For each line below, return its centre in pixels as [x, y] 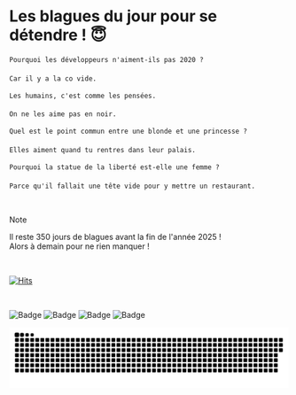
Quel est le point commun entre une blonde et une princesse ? [129, 132]
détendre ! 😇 [58, 35]
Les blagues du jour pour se [113, 16]
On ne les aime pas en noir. [63, 114]
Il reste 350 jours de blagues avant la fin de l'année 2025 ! [115, 237]
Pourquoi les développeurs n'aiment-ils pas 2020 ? [106, 59]
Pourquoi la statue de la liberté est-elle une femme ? [114, 167]
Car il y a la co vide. [53, 78]
